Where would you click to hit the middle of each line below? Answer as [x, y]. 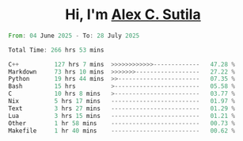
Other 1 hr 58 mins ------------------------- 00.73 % [122, 123]
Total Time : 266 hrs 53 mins [56, 50]
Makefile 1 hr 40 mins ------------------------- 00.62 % [122, 131]
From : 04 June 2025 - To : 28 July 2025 [74, 36]
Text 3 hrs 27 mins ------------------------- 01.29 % [122, 109]
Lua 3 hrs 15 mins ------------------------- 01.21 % [122, 116]
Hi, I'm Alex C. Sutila [133, 15]
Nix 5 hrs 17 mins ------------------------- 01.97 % [122, 101]
